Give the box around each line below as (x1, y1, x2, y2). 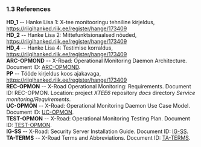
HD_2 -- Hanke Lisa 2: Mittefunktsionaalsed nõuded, (6, 31, 137, 39)
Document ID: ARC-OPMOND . (6, 64, 81, 71)
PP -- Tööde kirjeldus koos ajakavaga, (6, 70, 101, 77)
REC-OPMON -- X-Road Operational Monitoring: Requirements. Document (6, 83, 191, 90)
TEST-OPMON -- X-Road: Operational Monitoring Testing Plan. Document (6, 115, 190, 122)
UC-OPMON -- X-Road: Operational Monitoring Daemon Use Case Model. (6, 102, 190, 109)
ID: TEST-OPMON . (6, 122, 53, 129)
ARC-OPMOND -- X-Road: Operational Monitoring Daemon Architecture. (6, 57, 187, 65)
